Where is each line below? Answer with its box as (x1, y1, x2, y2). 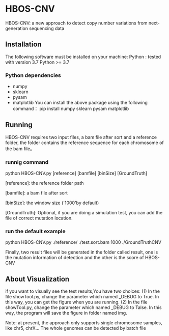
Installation (5, 40, 42, 49)
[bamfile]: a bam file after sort (5, 190, 68, 196)
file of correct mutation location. (5, 215, 73, 221)
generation (5, 25, 28, 31)
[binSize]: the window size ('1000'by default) (5, 200, 99, 206)
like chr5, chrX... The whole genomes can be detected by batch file (5, 325, 146, 331)
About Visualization (5, 274, 70, 283)
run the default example (5, 228, 66, 235)
